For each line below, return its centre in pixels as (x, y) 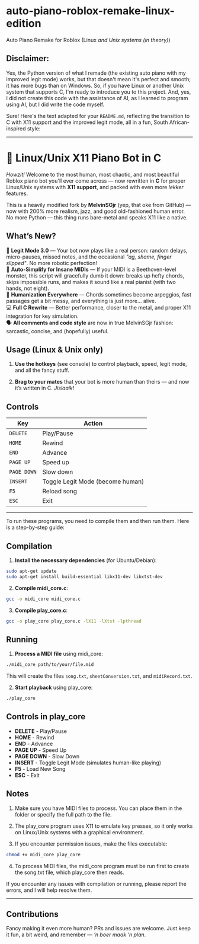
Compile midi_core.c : (41, 588)
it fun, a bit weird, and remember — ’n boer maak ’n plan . (76, 935)
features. (17, 193)
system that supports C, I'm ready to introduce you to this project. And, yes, (99, 92)
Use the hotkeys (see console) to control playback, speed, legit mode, (101, 364)
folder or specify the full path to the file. (63, 814)
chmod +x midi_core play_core (44, 854)
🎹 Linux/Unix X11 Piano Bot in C (84, 158)
